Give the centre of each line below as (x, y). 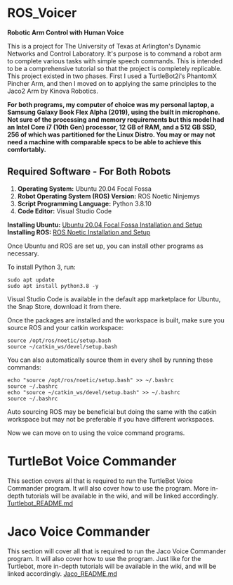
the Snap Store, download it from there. (64, 306)
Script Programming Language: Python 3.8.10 (85, 203)
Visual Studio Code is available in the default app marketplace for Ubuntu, (114, 299)
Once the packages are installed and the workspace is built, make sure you (116, 320)
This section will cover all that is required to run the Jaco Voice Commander (117, 551)
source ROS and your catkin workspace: (66, 327)
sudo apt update (31, 279)
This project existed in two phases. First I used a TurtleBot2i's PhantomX (112, 76)
